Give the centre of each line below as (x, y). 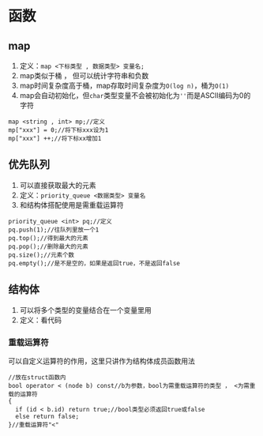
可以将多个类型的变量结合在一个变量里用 (85, 310)
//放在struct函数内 (37, 377)
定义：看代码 (40, 320)
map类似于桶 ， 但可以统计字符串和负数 (84, 75)
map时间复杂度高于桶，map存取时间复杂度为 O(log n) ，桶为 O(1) (124, 85)
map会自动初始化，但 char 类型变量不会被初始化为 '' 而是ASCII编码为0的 (135, 95)
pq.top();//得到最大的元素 (48, 238)
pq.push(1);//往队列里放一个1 (54, 230)
